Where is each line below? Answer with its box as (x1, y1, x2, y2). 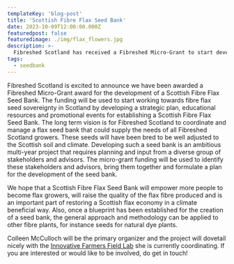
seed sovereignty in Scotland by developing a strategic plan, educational (7, 103, 216, 111)
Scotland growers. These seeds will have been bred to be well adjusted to (7, 133, 219, 141)
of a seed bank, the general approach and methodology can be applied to (7, 213, 219, 222)
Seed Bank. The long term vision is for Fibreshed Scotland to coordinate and (7, 118, 226, 126)
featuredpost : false (7, 29, 68, 37)
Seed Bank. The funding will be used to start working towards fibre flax (7, 95, 212, 104)
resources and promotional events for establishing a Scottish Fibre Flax (7, 111, 212, 119)
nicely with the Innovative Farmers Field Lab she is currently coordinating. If (7, 241, 225, 249)
